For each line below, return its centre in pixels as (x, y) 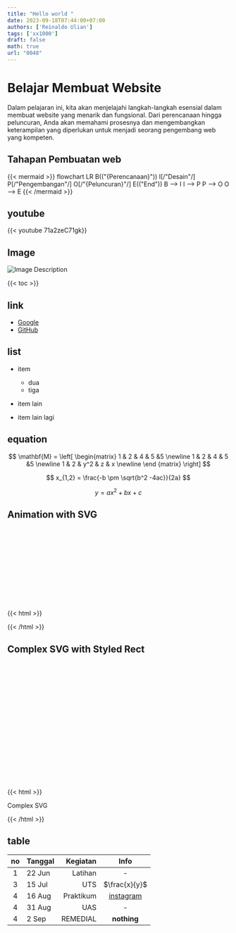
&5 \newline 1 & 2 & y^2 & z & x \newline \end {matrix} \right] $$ (118, 464)
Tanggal (41, 861)
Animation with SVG (52, 514)
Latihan (85, 872)
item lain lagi (36, 417)
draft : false (26, 40)
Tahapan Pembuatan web (64, 159)
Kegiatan (81, 861)
